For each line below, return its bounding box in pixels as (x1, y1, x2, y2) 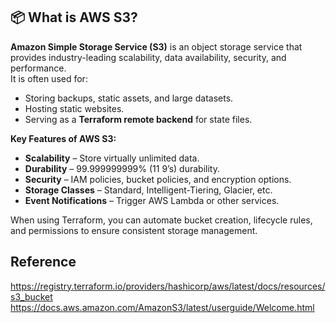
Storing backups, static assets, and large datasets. (24, 92, 234, 104)
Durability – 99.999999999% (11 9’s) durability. (24, 162, 220, 174)
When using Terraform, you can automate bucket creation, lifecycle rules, (10, 214, 313, 226)
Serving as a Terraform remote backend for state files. (24, 113, 253, 125)
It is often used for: (10, 72, 88, 84)
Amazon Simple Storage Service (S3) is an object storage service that (10, 40, 303, 53)
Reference (10, 254, 77, 271)
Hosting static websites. (24, 102, 125, 114)
